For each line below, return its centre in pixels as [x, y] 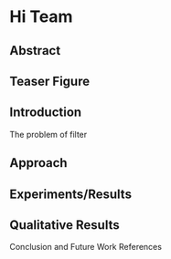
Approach [38, 163]
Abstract [35, 51]
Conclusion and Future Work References [86, 247]
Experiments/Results [71, 194]
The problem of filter [48, 134]
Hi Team [41, 17]
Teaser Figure [49, 81]
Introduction [46, 113]
